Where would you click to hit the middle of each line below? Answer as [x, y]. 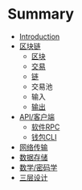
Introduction [39, 36]
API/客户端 [37, 116]
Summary [41, 14]
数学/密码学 [38, 167]
